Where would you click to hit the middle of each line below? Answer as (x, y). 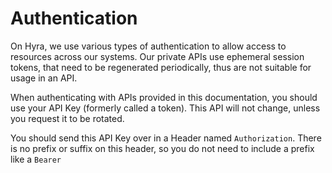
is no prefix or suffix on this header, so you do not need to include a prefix (162, 148)
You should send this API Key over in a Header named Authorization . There (166, 138)
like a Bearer (36, 159)
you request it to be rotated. (67, 118)
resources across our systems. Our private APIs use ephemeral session (157, 56)
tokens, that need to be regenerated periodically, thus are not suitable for (161, 67)
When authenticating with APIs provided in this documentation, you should (164, 97)
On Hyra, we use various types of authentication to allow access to (148, 46)
